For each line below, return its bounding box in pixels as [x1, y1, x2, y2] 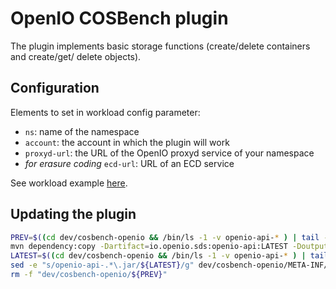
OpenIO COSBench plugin [10, 7, 229, 30]
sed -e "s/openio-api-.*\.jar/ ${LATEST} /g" [10, 260, 195, 271]
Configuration [10, 80, 100, 97]
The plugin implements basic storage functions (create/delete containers [10, 40, 311, 52]
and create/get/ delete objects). [10, 50, 142, 62]
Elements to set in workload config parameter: [10, 106, 201, 118]
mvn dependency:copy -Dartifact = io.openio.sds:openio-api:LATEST [10, 242, 288, 252]
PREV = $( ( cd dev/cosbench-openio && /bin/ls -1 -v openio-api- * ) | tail [10, 232, 320, 242]
